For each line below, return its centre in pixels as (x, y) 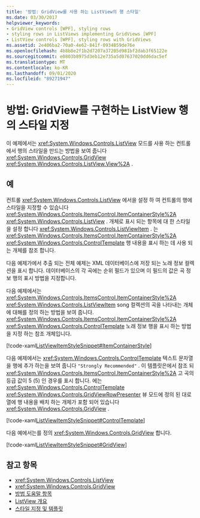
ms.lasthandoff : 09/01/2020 (41, 73)
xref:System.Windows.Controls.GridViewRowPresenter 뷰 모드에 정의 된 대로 (99, 394)
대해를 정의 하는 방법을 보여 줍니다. (53, 312)
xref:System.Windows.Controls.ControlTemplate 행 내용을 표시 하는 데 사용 (96, 242)
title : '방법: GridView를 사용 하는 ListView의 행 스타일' (74, 12)
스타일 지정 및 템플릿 (39, 508)
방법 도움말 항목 (33, 493)
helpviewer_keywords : (33, 23)
